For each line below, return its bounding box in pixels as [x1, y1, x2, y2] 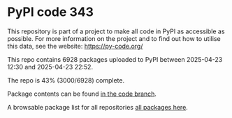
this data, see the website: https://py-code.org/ [7, 42, 143, 50]
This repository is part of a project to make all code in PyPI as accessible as [7, 27, 225, 35]
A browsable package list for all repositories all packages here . [7, 103, 189, 111]
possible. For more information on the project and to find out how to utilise [7, 34, 222, 42]
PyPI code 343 [7, 4, 94, 20]
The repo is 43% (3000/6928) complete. [7, 76, 124, 84]
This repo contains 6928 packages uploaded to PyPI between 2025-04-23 [7, 55, 223, 63]
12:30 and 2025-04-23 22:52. [7, 62, 93, 71]
